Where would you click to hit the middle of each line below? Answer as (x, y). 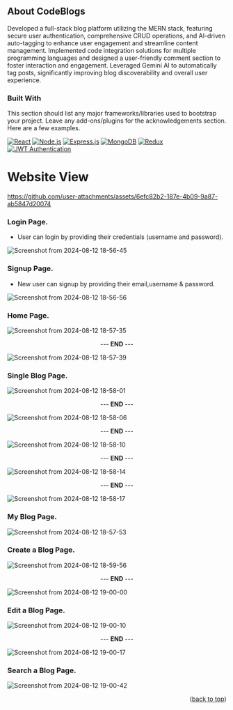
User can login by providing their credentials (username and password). (120, 237)
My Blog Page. (32, 517)
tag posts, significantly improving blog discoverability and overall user (107, 72)
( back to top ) (208, 699)
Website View (48, 177)
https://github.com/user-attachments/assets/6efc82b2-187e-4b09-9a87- (113, 196)
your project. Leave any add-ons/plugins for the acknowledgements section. (117, 121)
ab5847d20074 (29, 204)
